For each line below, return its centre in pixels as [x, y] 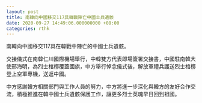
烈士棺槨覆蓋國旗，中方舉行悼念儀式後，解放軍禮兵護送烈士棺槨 [117, 66]
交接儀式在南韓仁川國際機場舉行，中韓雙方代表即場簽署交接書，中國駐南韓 [98, 59]
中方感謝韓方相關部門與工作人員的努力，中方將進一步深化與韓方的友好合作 [98, 87]
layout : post [23, 12]
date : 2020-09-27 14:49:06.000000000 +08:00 [63, 23]
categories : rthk [28, 28]
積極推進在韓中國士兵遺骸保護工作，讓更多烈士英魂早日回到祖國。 [98, 94]
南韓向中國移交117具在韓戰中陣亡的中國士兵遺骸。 [68, 46]
